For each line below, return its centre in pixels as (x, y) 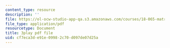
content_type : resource (30, 10)
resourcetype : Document (30, 28)
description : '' (22, 14)
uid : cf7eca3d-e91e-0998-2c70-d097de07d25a (52, 38)
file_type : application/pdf (35, 24)
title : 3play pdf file (29, 33)
